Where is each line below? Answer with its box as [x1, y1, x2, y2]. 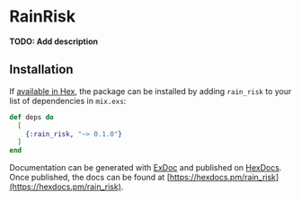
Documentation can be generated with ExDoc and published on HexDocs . [9, 162, 282, 173]
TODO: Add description [9, 36, 99, 47]
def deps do [9, 112, 54, 122]
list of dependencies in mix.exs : [9, 95, 127, 106]
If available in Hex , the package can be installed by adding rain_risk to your [9, 85, 292, 96]
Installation [9, 62, 74, 77]
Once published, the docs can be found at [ [9, 172, 171, 183]
